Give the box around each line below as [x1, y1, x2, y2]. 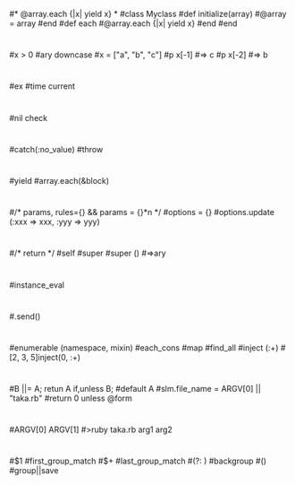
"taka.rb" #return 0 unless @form [9, 393, 132, 403]
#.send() [9, 310, 41, 322]
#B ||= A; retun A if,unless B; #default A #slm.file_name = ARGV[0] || [9, 384, 261, 394]
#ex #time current [9, 81, 76, 91]
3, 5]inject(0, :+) [21, 351, 81, 362]
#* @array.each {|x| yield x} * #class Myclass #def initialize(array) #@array [9, 9, 287, 19]
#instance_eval [9, 279, 65, 290]
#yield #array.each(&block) [9, 175, 110, 186]
